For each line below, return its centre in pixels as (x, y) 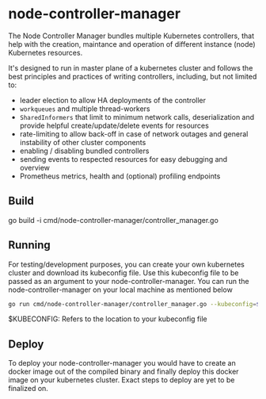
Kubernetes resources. (46, 52)
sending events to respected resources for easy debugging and (123, 159)
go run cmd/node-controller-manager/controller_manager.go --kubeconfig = (133, 304)
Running (30, 246)
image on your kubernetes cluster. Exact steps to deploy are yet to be (122, 380)
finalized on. (28, 389)
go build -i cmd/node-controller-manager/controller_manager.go (114, 220)
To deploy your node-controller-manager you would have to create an (122, 363)
